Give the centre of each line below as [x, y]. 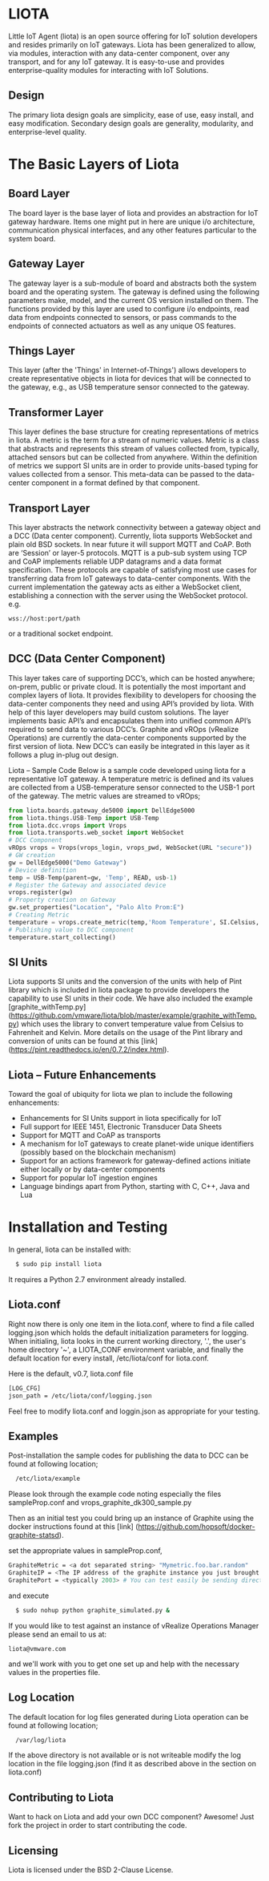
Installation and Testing [88, 1227]
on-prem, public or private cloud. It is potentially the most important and [127, 686]
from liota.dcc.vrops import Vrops [68, 825]
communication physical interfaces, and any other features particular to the [133, 230]
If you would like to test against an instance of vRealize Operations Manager [134, 1625]
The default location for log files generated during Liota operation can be [128, 1717]
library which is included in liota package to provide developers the [119, 990]
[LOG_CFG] [25, 1388]
